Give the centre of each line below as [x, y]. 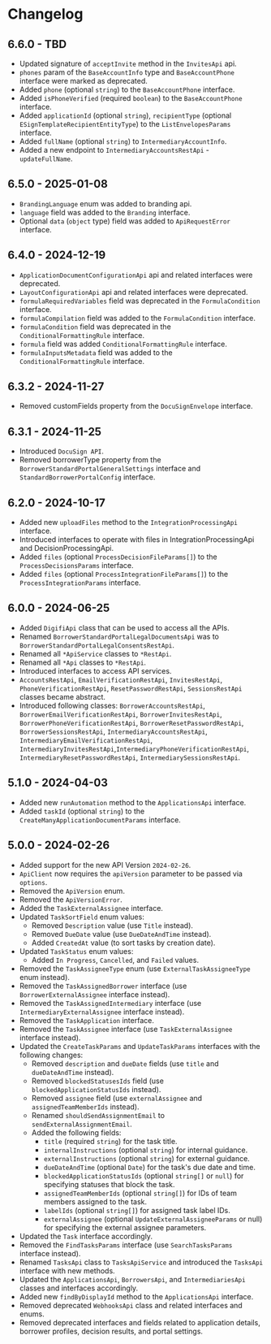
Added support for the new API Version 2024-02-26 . [105, 865]
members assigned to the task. [95, 1201]
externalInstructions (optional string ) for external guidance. [147, 1158]
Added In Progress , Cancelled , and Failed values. [115, 960]
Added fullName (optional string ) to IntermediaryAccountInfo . [123, 141]
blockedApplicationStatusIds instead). [96, 1089]
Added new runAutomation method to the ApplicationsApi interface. [133, 802]
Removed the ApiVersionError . [71, 900]
